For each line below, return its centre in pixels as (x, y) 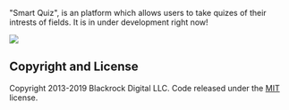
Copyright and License (74, 67)
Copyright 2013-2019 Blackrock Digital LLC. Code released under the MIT (144, 88)
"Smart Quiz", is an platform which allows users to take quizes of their (138, 13)
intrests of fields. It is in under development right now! (109, 22)
